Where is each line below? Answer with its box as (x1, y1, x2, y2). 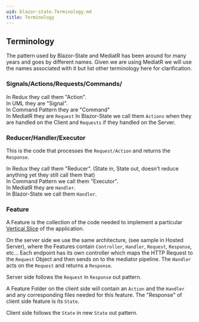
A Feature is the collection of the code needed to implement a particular (6, 219, 183, 226)
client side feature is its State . (6, 298, 79, 305)
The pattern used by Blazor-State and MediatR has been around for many (6, 52, 186, 60)
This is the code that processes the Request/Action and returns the (6, 147, 171, 154)
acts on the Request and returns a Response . (6, 262, 113, 269)
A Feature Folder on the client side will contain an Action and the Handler (6, 285, 185, 292)
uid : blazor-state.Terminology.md (6, 8, 92, 15)
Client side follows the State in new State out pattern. (6, 309, 138, 317)
